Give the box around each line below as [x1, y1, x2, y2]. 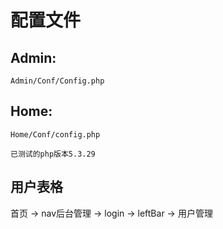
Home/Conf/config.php [10, 129, 101, 140]
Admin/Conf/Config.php [10, 76, 105, 86]
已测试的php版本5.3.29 [10, 149, 96, 159]
